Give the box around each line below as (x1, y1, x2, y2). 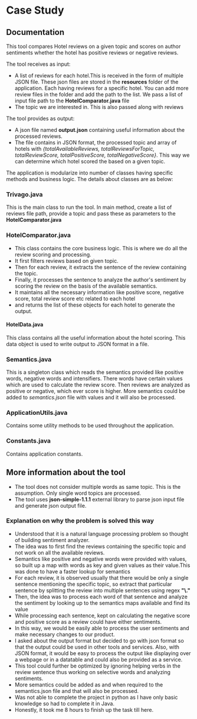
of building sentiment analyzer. (14, 536, 90, 543)
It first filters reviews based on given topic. (14, 257, 119, 264)
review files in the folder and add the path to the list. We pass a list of (14, 91, 183, 98)
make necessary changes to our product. (14, 631, 115, 638)
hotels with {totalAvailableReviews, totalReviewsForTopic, (14, 146, 155, 152)
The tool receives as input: (6, 60, 71, 67)
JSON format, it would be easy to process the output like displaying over (14, 649, 191, 657)
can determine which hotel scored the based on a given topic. (14, 158, 166, 165)
